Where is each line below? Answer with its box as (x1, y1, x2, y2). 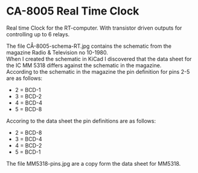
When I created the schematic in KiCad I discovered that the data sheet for (6, 55, 192, 62)
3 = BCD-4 (14, 135, 42, 143)
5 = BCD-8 (14, 105, 42, 113)
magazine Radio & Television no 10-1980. (6, 48, 109, 56)
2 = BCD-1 (14, 86, 41, 93)
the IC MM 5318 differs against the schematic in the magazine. (6, 62, 162, 69)
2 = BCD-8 (14, 129, 42, 136)
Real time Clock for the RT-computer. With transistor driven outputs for (6, 24, 182, 31)
